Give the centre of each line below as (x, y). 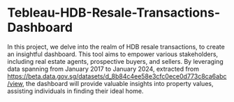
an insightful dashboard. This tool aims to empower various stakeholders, (113, 54)
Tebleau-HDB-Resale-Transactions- (114, 13)
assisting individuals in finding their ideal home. (75, 91)
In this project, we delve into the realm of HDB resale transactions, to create (116, 46)
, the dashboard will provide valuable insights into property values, (118, 83)
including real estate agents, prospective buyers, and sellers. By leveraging (115, 61)
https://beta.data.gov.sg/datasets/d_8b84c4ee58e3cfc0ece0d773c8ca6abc (117, 76)
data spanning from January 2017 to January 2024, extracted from (103, 69)
